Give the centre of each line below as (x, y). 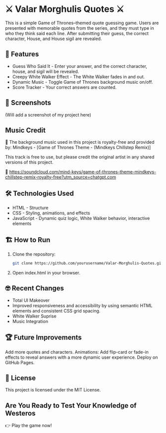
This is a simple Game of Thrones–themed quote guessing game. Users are (82, 23)
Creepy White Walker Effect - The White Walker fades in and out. (79, 77)
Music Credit (26, 130)
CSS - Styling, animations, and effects (51, 213)
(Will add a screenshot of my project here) (48, 114)
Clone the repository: (34, 254)
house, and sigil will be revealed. (46, 71)
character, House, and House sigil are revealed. (54, 39)
